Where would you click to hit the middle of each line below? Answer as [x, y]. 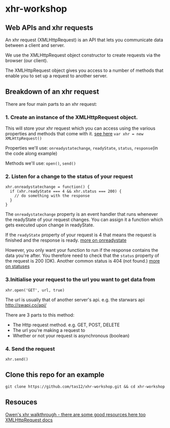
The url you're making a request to [49, 330]
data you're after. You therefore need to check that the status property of [82, 255]
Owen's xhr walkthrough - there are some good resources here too [76, 414]
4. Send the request [30, 349]
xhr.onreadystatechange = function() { [48, 187]
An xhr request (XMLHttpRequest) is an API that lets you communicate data [84, 40]
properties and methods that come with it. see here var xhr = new [74, 134]
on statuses [18, 266]
